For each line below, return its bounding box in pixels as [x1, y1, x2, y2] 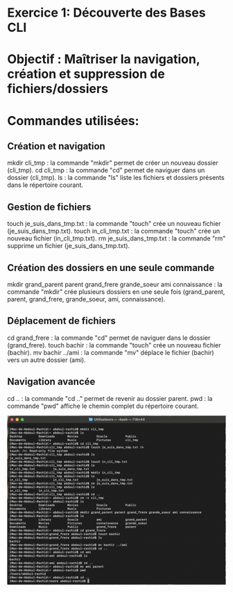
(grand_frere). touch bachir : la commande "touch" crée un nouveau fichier [7, 340, 221, 349]
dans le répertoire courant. [7, 181, 83, 189]
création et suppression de [7, 66, 165, 82]
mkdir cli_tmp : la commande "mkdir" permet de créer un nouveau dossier [7, 158, 218, 167]
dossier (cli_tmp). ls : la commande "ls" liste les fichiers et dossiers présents [7, 174, 225, 182]
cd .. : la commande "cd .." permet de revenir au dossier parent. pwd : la [7, 394, 213, 402]
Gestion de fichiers [7, 201, 92, 213]
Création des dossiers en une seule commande [7, 262, 215, 274]
